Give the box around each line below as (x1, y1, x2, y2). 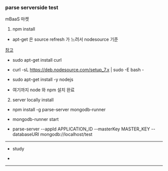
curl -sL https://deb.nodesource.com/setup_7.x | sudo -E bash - (12, 67, 144, 73)
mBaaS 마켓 (5, 16, 29, 22)
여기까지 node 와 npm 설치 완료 (12, 87, 75, 93)
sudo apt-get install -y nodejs (12, 77, 73, 83)
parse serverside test (5, 4, 58, 11)
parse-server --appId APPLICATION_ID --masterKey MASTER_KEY (12, 126, 150, 132)
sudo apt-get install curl (12, 57, 62, 63)
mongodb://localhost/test (39, 131, 92, 137)
